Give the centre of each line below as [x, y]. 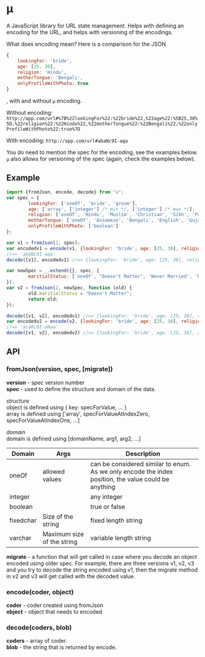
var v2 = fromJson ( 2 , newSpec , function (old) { [69, 288]
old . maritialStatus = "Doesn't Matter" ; [80, 293]
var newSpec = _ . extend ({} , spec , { [53, 271]
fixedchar [23, 520]
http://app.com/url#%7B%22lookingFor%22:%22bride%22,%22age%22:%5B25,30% [102, 119]
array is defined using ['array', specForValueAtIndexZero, [78, 414]
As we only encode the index [132, 472]
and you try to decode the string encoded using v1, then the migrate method [102, 570]
